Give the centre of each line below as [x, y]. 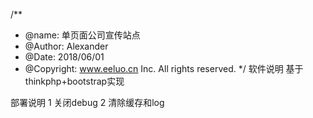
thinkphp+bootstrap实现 [74, 81]
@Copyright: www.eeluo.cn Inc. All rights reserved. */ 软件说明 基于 [164, 68]
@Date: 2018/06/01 [64, 57]
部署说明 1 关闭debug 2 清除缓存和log [87, 102]
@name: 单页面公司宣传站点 [82, 35]
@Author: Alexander [66, 46]
